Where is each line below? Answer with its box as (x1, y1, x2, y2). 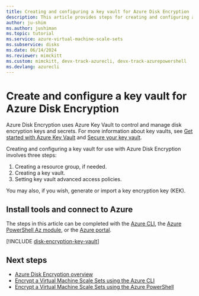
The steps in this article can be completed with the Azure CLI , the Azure (6, 220, 182, 227)
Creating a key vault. (14, 169, 65, 176)
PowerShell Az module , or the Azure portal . (6, 226, 111, 234)
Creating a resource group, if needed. (14, 163, 107, 170)
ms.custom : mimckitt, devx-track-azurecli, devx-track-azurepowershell (6, 58, 187, 64)
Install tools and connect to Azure (6, 204, 133, 214)
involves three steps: (6, 152, 57, 159)
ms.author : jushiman (6, 25, 57, 31)
